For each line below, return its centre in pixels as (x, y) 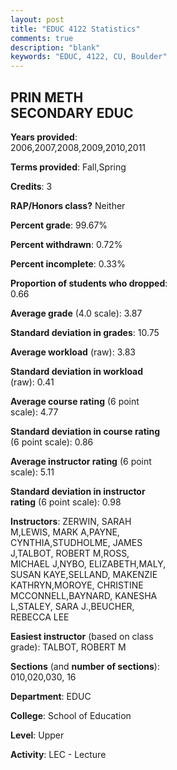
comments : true (42, 38)
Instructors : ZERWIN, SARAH (71, 521)
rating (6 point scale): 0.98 (66, 502)
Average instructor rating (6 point (81, 461)
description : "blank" (55, 47)
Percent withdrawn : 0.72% (66, 244)
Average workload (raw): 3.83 (73, 352)
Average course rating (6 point (75, 401)
